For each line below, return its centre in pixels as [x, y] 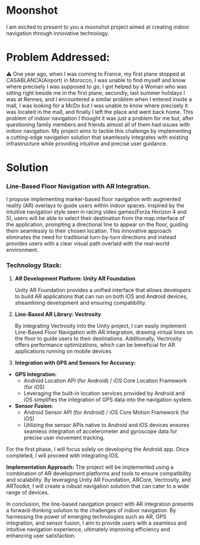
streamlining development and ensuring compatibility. [81, 302]
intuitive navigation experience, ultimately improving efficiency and [88, 529]
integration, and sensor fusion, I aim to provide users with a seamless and [97, 523]
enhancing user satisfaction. [41, 535]
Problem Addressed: [58, 58]
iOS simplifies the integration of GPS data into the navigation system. [108, 400]
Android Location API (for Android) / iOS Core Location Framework [105, 380]
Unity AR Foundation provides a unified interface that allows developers [103, 290]
